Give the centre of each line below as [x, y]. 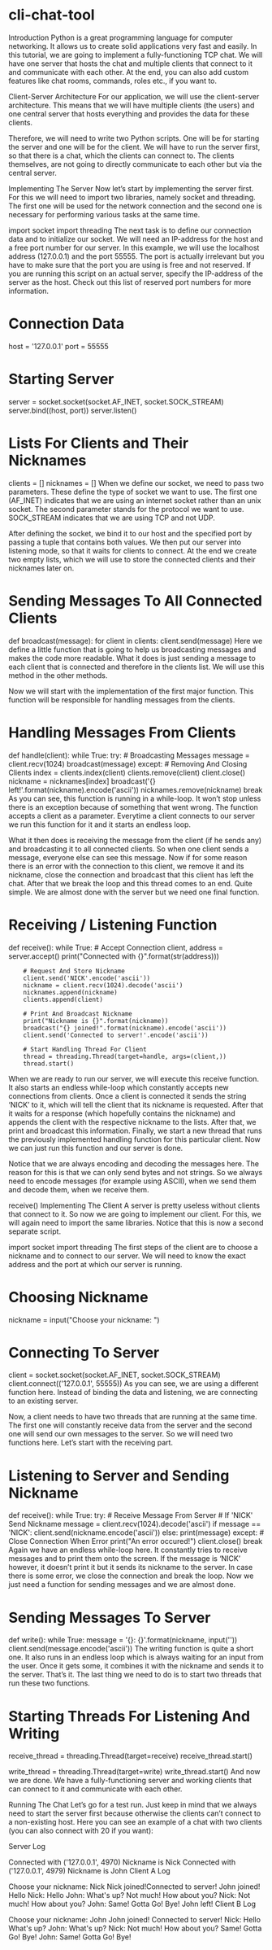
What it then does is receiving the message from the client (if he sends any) [135, 840]
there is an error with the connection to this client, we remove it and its [126, 866]
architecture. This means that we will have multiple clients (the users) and [132, 105]
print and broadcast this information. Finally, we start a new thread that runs [135, 1130]
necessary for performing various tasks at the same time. [104, 214]
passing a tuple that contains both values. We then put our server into [125, 542]
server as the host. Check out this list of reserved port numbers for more [130, 282]
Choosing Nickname [78, 1297]
